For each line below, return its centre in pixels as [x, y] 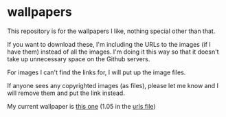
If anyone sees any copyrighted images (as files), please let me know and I [113, 85]
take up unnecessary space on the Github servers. [79, 58]
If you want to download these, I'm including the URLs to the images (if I [109, 44]
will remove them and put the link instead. [66, 93]
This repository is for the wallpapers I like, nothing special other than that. [111, 31]
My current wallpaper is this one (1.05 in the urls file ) [81, 106]
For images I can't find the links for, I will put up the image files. [97, 72]
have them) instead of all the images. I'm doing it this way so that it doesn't [113, 52]
